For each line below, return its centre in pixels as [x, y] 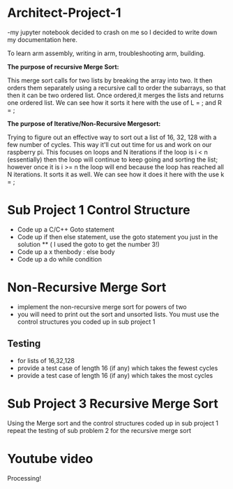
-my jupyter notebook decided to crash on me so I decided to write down [112, 32]
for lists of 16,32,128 [46, 360]
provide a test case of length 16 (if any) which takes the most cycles [115, 375]
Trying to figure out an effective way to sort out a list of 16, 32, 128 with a [112, 137]
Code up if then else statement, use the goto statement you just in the [118, 236]
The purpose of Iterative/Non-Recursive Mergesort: [84, 123]
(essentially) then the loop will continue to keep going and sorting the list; [113, 160]
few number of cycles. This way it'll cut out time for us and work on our [110, 144]
